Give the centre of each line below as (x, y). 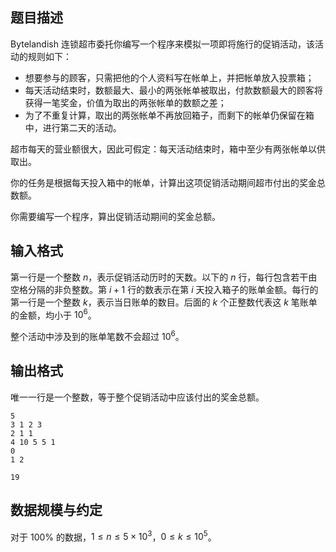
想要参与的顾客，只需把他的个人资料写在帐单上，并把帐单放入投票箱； (169, 77)
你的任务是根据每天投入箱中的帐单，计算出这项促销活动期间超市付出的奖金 (163, 182)
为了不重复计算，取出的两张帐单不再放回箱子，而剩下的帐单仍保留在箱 (169, 115)
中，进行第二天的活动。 (73, 127)
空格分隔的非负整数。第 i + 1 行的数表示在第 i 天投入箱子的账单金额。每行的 (164, 289)
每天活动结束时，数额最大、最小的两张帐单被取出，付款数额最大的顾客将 (173, 90)
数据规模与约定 (56, 510)
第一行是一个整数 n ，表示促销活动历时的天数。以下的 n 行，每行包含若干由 (164, 277)
